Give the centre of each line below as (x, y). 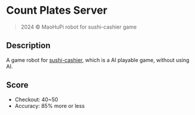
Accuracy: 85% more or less (50, 105)
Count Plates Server (57, 10)
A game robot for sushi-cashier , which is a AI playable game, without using (98, 60)
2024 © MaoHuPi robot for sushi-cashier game (78, 27)
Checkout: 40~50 (36, 100)
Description (28, 46)
